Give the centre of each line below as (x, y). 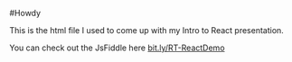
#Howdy (25, 13)
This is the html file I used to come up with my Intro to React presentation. (147, 30)
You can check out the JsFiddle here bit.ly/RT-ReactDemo (117, 48)
